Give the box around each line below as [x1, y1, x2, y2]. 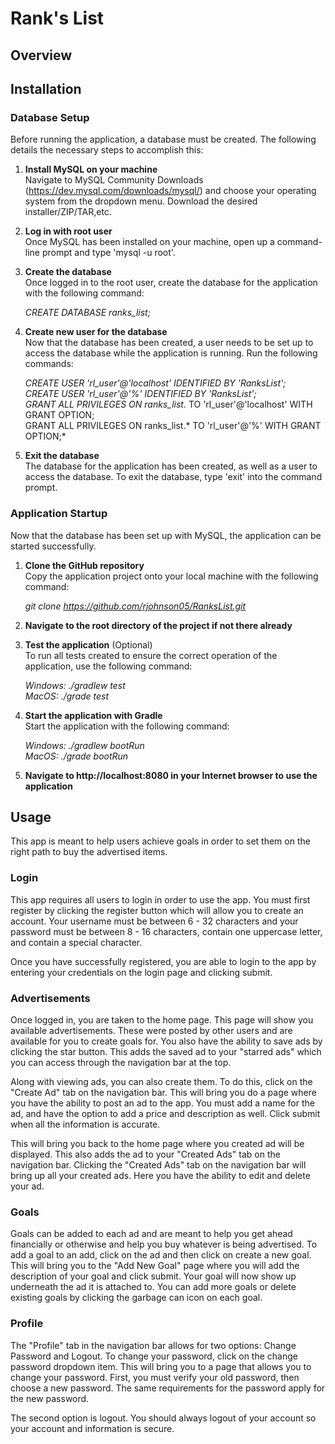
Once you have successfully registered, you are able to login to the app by [10, 955, 317, 967]
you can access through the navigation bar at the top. [10, 1056, 232, 1068]
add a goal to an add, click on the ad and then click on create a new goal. [10, 1249, 312, 1261]
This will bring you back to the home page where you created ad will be [10, 1137, 305, 1149]
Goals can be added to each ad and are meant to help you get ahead [10, 1228, 293, 1240]
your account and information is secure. [10, 1422, 175, 1434]
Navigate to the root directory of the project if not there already [24, 619, 293, 631]
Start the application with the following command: [24, 720, 230, 732]
